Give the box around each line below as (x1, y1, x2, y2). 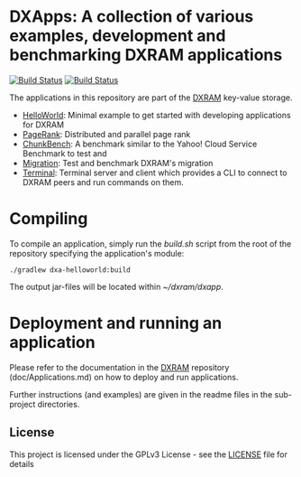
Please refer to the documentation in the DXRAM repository (9, 361, 230, 372)
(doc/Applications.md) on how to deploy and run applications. (9, 371, 239, 382)
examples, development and (9, 25, 226, 46)
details (9, 458, 34, 469)
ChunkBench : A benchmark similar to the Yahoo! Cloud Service (22, 138, 258, 149)
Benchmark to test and (22, 147, 107, 159)
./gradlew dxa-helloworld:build (9, 265, 131, 275)
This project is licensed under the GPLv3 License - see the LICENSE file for (9, 449, 288, 460)
